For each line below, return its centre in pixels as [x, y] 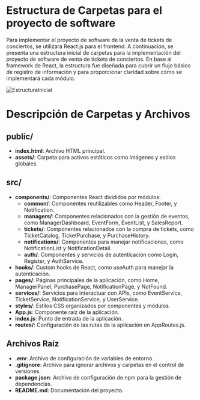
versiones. [28, 371]
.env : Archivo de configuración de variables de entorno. [84, 358]
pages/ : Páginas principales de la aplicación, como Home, [87, 280]
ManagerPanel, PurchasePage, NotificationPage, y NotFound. [91, 286]
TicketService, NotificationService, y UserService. [77, 299]
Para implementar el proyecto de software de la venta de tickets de [89, 40]
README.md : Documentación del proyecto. [69, 390]
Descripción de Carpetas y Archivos [98, 114]
